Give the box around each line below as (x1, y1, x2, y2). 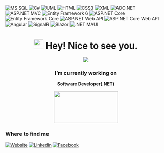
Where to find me (5, 130, 50, 138)
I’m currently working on (54, 69, 118, 76)
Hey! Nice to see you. (45, 40, 138, 52)
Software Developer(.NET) (57, 81, 115, 87)
